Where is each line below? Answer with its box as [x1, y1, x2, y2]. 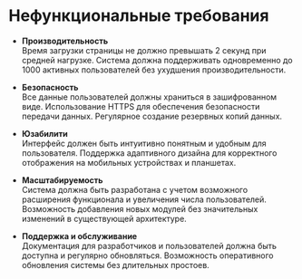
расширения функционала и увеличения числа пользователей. [21, 194, 267, 205]
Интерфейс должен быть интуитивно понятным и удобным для [21, 138, 267, 149]
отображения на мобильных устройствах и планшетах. [21, 157, 237, 168]
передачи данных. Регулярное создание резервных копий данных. [21, 111, 283, 121]
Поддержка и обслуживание [21, 230, 138, 241]
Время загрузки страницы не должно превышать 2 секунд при [21, 44, 267, 55]
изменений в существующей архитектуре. [21, 213, 187, 224]
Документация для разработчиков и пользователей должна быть [21, 240, 278, 251]
